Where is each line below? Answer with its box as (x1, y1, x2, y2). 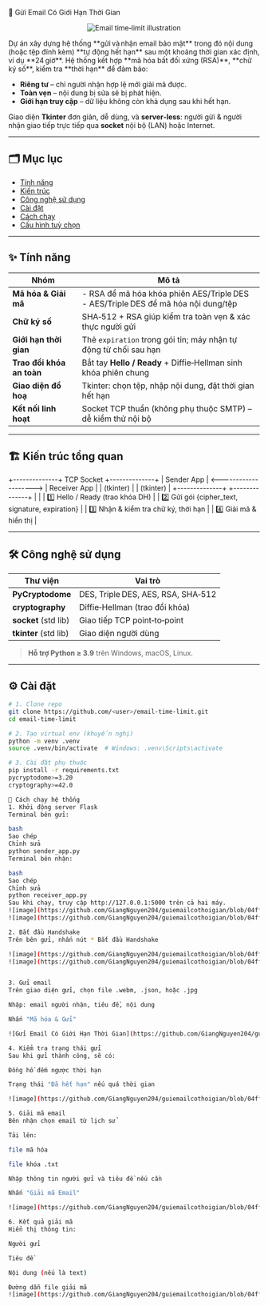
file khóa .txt (8, 1160, 59, 1168)
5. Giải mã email (8, 1109, 66, 1118)
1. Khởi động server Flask (8, 803, 98, 811)
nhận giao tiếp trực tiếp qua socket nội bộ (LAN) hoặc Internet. (8, 121, 215, 130)
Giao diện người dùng (78, 628, 160, 639)
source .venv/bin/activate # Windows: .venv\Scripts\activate (8, 744, 223, 752)
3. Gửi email (8, 979, 52, 988)
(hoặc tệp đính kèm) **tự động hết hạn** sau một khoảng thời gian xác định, (8, 47, 260, 56)
